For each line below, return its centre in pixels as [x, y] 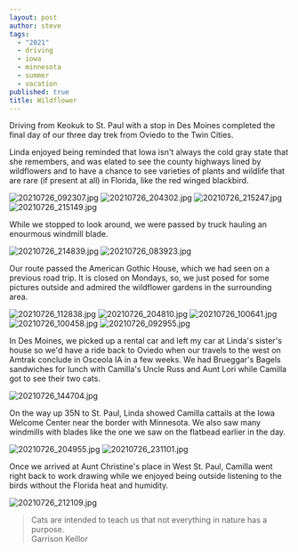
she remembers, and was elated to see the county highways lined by [135, 162]
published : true [39, 92]
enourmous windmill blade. [59, 234]
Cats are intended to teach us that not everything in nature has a [149, 520]
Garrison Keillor [60, 539]
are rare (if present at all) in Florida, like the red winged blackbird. [129, 181]
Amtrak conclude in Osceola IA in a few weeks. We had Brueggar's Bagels [145, 360]
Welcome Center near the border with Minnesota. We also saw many [135, 423]
